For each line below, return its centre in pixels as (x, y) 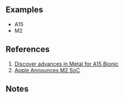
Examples (24, 10)
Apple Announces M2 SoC (47, 70)
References (28, 49)
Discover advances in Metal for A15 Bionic (66, 64)
